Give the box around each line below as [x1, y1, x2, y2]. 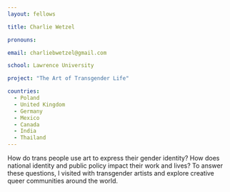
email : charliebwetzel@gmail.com [7, 49, 107, 56]
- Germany [14, 108, 43, 115]
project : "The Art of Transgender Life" [7, 75, 130, 82]
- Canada [14, 121, 40, 128]
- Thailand [14, 134, 46, 141]
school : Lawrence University [7, 62, 94, 69]
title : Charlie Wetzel [7, 23, 75, 31]
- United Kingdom [14, 101, 66, 108]
